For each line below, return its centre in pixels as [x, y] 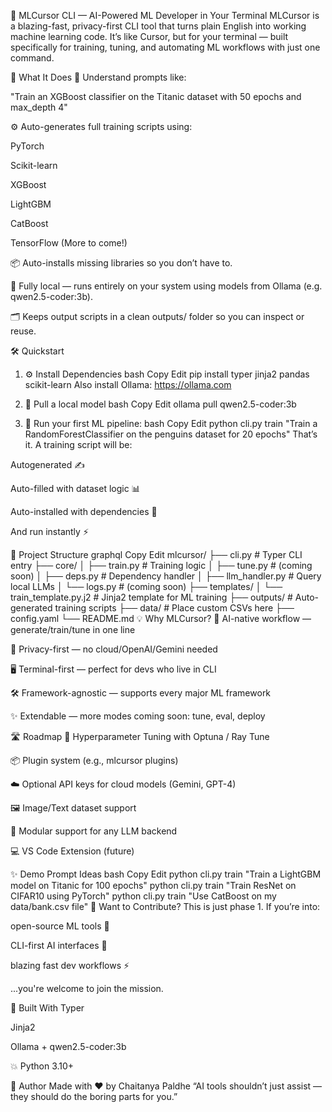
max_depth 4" [39, 107]
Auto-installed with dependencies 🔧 [84, 511]
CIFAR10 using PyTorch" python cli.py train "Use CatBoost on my [143, 896]
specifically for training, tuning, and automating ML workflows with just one [165, 47]
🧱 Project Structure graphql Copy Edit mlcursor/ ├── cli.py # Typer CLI [156, 554]
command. [32, 58]
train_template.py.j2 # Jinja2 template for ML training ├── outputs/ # [151, 597]
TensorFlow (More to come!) [69, 243]
